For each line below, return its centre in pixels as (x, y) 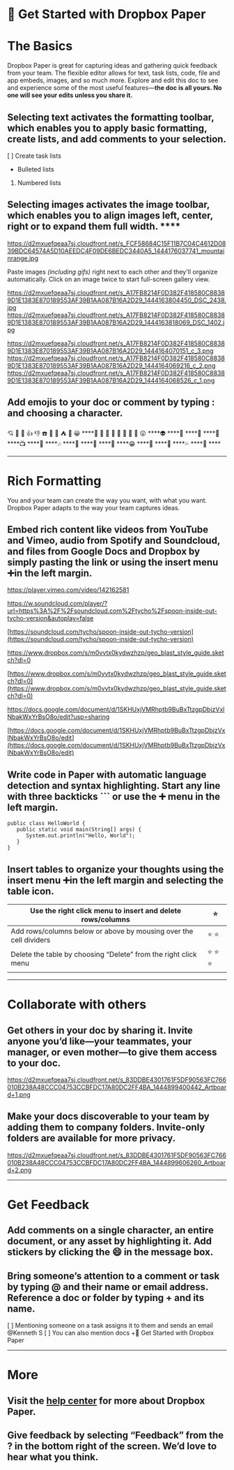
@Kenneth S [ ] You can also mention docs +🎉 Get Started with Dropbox (111, 1333)
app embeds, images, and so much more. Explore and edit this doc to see (113, 80)
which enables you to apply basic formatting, (107, 128)
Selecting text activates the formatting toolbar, (111, 117)
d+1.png (19, 1094)
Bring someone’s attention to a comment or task (114, 1276)
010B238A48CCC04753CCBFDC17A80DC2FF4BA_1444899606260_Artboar (117, 1162)
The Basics (40, 46)
